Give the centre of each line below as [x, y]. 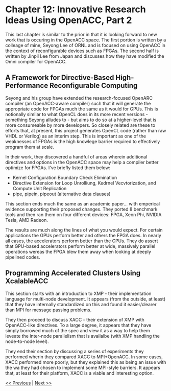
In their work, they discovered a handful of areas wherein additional [76, 156]
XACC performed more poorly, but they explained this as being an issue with [86, 362]
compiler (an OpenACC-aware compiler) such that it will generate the [78, 103]
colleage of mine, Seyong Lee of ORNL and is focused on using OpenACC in [86, 45]
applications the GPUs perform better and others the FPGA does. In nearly [83, 235]
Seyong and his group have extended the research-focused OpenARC [79, 98]
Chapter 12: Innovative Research [76, 9]
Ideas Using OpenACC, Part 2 [69, 20]
